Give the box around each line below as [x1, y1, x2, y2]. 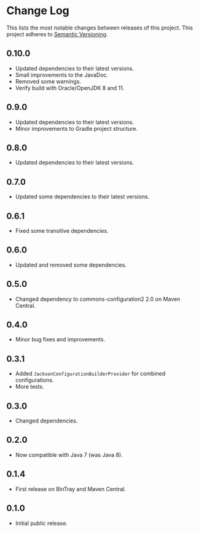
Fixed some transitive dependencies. [15, 227, 109, 234]
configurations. [15, 376, 54, 384]
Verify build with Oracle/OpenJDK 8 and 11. [15, 84, 125, 91]
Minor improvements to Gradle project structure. [15, 125, 138, 132]
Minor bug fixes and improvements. [15, 336, 106, 343]
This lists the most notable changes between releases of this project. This [6, 24, 193, 31]
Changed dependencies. [15, 417, 78, 424]
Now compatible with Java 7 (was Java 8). [15, 451, 123, 458]
